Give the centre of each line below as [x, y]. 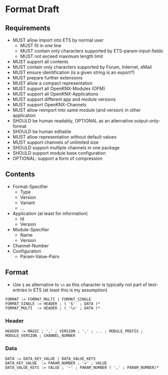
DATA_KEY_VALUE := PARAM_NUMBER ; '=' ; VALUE [56, 363]
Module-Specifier [31, 229]
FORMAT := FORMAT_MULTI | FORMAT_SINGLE [48, 299]
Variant [27, 202]
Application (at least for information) [50, 213]
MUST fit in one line [41, 46]
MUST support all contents [40, 61]
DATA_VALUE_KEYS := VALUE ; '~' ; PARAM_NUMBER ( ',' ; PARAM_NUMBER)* [82, 368]
